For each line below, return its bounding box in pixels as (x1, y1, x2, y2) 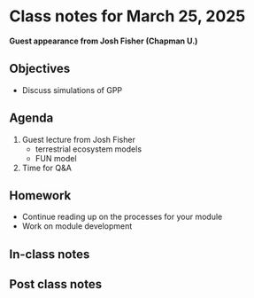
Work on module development (21, 221, 133, 231)
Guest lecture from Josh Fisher (21, 134, 135, 145)
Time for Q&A (21, 162, 73, 173)
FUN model (35, 153, 77, 163)
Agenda (9, 111, 54, 126)
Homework (9, 188, 72, 203)
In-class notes (9, 247, 90, 262)
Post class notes (9, 277, 103, 292)
